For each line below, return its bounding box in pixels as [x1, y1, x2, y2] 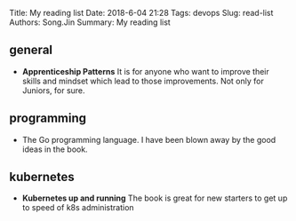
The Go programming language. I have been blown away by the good [21, 134, 276, 145]
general [9, 43, 53, 58]
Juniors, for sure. [21, 84, 86, 96]
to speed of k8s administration [21, 202, 135, 213]
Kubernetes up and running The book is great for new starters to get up [21, 193, 288, 203]
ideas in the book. [21, 144, 88, 154]
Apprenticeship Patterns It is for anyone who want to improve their [21, 66, 269, 76]
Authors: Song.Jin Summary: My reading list [9, 17, 171, 28]
